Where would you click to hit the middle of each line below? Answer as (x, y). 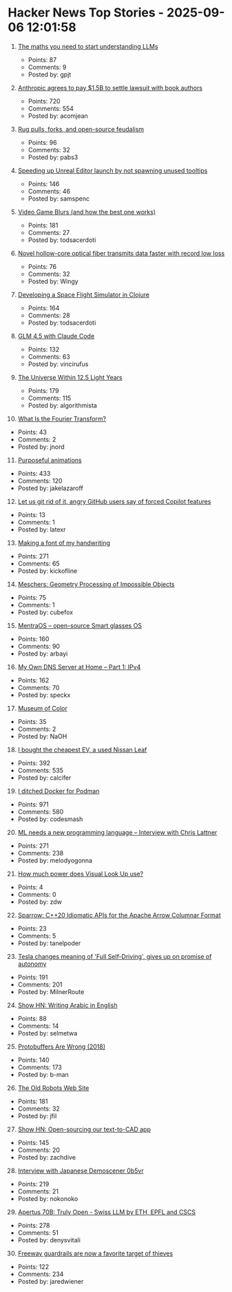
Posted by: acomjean (58, 116)
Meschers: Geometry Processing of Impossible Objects (96, 584)
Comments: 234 (41, 1274)
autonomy (32, 964)
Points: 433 (34, 473)
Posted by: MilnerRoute (51, 991)
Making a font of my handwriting (64, 543)
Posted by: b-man (43, 1074)
